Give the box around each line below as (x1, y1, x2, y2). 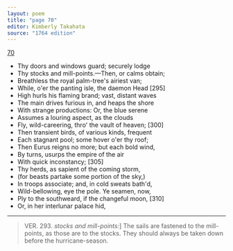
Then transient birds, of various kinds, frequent (17, 128, 153, 137)
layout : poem (7, 10, 45, 17)
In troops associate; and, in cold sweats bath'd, (17, 180, 153, 188)
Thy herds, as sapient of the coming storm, (17, 165, 141, 173)
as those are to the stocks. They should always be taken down (45, 230, 224, 238)
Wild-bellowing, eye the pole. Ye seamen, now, (17, 187, 151, 196)
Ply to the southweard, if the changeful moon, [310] (17, 195, 164, 203)
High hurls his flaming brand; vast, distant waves (17, 92, 157, 100)
